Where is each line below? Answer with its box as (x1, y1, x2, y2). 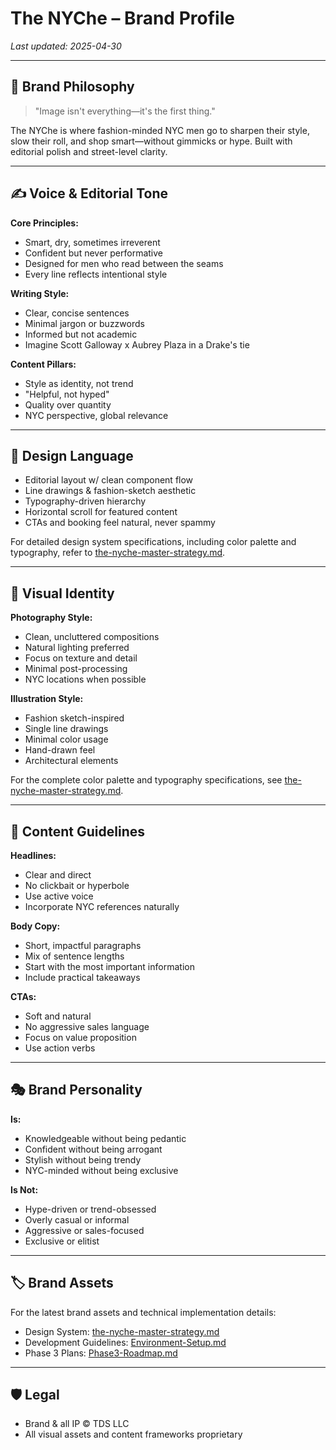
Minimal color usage (24, 733, 109, 746)
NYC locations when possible (24, 673, 147, 686)
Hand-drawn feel (24, 744, 96, 756)
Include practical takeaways (24, 972, 141, 983)
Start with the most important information (24, 961, 195, 972)
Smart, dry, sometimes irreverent (24, 236, 161, 248)
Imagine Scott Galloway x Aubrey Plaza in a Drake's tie (24, 338, 250, 351)
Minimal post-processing (24, 663, 128, 675)
